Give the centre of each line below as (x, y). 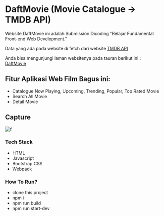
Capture (18, 117)
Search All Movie (29, 96)
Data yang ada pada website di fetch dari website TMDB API (67, 48)
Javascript (23, 158)
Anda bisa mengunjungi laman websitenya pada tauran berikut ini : (73, 58)
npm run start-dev (31, 209)
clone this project (30, 193)
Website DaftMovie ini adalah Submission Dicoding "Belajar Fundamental (80, 33)
